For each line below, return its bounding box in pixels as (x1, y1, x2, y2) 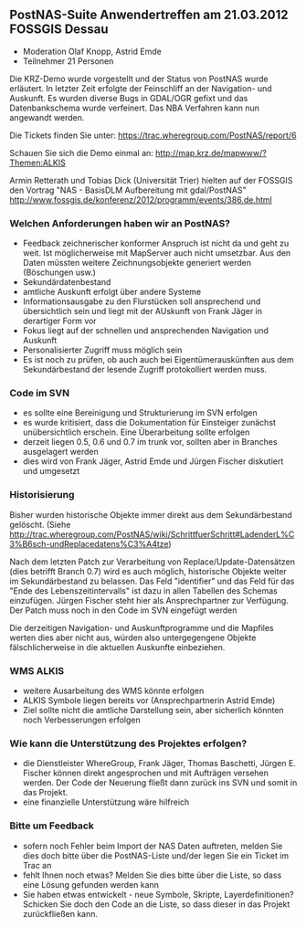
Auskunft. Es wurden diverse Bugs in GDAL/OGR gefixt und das (9, 92, 248, 103)
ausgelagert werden (22, 447, 99, 458)
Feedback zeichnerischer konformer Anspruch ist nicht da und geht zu (22, 237, 290, 249)
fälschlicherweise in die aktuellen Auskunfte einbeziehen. (9, 641, 226, 652)
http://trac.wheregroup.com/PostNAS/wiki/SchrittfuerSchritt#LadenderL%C (9, 529, 295, 540)
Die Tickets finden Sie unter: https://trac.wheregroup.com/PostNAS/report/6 (9, 130, 297, 141)
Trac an (22, 859, 52, 870)
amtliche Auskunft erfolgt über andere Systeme (22, 287, 202, 298)
